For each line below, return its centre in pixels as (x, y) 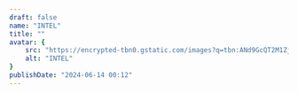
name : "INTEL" (35, 26)
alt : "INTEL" (49, 58)
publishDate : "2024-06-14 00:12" (71, 75)
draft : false (33, 17)
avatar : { (27, 42)
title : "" (27, 34)
